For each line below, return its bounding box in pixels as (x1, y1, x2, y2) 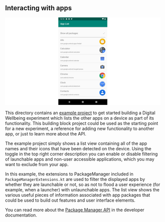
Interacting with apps (5, 4, 72, 12)
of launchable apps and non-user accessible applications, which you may (5, 156, 155, 162)
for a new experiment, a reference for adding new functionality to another (5, 126, 154, 132)
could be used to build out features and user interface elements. (5, 197, 135, 203)
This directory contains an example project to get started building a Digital (5, 110, 156, 116)
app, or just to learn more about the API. (5, 131, 86, 137)
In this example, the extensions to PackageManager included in (5, 171, 134, 177)
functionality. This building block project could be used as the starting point (5, 121, 159, 127)
